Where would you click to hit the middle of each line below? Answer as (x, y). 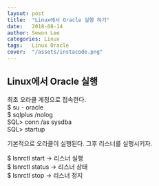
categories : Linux (33, 39)
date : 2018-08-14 (35, 26)
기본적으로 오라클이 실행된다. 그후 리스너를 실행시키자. (80, 143)
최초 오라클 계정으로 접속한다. (47, 99)
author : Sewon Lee (33, 33)
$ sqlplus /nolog (30, 114)
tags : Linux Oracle (38, 45)
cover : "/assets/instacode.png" (55, 52)
